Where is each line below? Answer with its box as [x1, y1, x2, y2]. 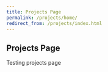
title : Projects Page [6, 9, 62, 15]
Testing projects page [6, 59, 61, 67]
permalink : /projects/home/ [6, 15, 78, 21]
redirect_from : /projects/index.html [6, 20, 103, 26]
